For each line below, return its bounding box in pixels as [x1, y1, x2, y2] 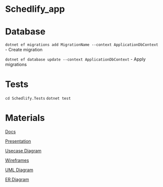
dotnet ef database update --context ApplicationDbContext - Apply [5, 56, 146, 62]
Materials [5, 112, 45, 124]
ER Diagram [5, 177, 29, 182]
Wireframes [5, 157, 29, 163]
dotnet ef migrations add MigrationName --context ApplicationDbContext [5, 42, 159, 47]
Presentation [5, 138, 31, 144]
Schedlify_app [5, 3, 65, 15]
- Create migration [5, 47, 43, 53]
